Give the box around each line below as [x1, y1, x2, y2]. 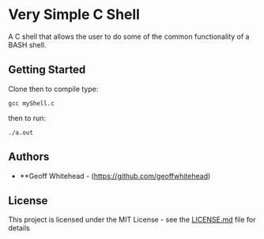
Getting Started [8, 63, 86, 77]
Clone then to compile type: [8, 84, 99, 93]
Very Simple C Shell [8, 6, 141, 24]
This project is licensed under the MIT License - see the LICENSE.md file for [8, 215, 256, 225]
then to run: [8, 113, 46, 123]
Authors [8, 150, 50, 164]
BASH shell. [8, 40, 47, 49]
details [8, 223, 30, 233]
